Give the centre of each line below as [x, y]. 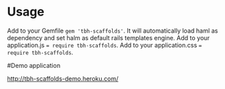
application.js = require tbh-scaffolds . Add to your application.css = [105, 45]
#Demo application [34, 65]
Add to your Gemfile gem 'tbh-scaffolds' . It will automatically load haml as [112, 31]
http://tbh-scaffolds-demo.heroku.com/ [63, 78]
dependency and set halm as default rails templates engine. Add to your [108, 37]
